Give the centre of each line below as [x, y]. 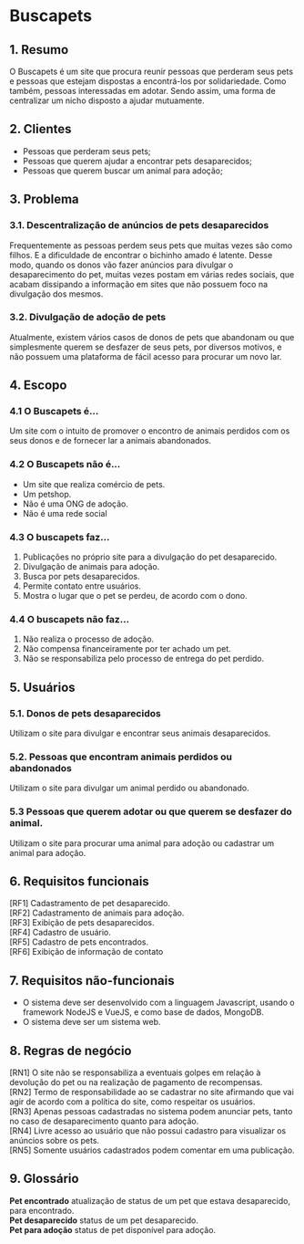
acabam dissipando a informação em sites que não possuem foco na [139, 284]
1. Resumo [39, 50]
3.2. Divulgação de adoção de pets [88, 318]
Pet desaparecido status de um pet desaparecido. [104, 1220]
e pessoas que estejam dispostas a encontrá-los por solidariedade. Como [148, 81]
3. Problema [44, 199]
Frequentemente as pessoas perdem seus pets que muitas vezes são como [151, 245]
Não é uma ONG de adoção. [76, 504]
